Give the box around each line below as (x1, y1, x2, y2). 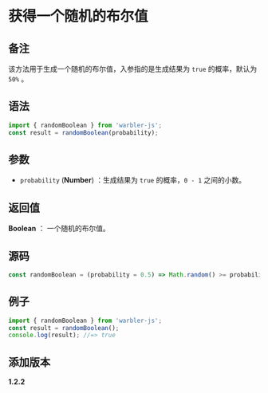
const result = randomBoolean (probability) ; (8, 128, 159, 136)
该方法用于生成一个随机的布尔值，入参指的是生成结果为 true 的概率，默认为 (8, 65, 258, 73)
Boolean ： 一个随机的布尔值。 (8, 224, 110, 234)
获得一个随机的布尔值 (8, 7, 149, 26)
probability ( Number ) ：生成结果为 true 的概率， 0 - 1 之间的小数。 (19, 175, 246, 185)
